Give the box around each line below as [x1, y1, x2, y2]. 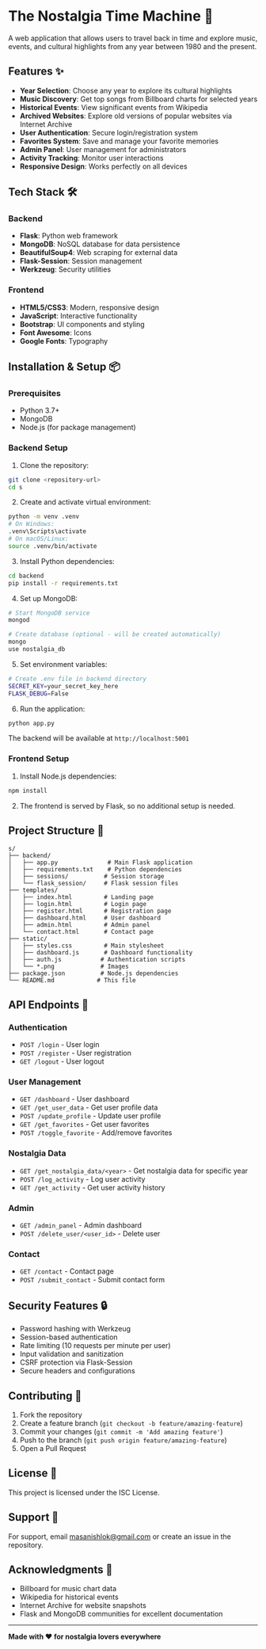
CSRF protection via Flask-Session [19, 1358, 133, 1367]
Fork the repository [19, 1410, 83, 1419]
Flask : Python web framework [19, 231, 119, 241]
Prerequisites [8, 388, 61, 399]
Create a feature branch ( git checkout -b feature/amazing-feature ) [19, 1418, 244, 1428]
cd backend [8, 572, 44, 580]
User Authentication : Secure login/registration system [19, 128, 198, 137]
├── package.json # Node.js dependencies [8, 969, 179, 977]
